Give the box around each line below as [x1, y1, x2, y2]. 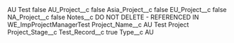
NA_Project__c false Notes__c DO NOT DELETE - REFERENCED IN [7, 13, 199, 21]
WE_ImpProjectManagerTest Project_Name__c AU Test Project [7, 20, 189, 29]
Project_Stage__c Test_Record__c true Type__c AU [7, 28, 154, 36]
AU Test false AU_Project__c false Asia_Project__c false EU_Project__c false [7, 6, 227, 13]
